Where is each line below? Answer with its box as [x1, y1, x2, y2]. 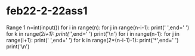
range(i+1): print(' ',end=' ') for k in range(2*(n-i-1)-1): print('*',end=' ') [6, 36, 179, 43]
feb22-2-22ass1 [6, 4, 88, 18]
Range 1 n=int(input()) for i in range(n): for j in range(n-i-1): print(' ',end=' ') [6, 24, 190, 31]
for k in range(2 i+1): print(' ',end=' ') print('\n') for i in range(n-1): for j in [6, 30, 180, 37]
